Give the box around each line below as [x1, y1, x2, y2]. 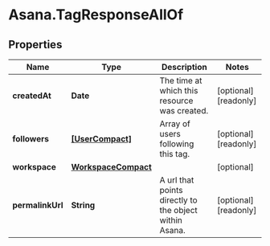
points [159, 185, 183, 195]
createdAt [12, 90, 52, 101]
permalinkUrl [12, 199, 63, 211]
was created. [159, 105, 209, 116]
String [71, 199, 96, 211]
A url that [159, 174, 194, 186]
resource [159, 95, 194, 106]
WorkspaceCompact [71, 162, 153, 172]
